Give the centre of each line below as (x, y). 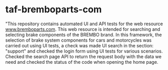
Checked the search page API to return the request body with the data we (83, 56)
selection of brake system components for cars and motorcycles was (78, 40)
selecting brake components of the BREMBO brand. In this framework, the (83, 34)
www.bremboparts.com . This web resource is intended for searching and (83, 29)
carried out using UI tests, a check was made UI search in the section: (79, 45)
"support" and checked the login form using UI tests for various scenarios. (84, 51)
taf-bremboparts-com (53, 10)
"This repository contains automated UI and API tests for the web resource (84, 24)
